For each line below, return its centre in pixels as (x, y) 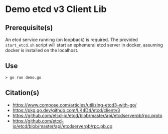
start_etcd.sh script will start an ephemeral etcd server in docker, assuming (84, 45)
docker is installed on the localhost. (42, 50)
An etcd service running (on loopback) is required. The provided (71, 39)
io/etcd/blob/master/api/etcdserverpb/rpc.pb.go (62, 126)
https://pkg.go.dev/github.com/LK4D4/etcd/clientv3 (66, 110)
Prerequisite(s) (29, 28)
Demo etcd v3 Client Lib (56, 9)
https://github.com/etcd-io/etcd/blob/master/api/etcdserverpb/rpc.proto (87, 115)
